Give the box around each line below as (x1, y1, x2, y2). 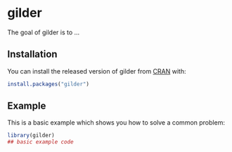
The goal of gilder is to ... (7, 28, 80, 36)
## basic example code (7, 139, 74, 146)
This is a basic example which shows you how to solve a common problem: (7, 118, 225, 127)
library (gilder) (7, 132, 55, 139)
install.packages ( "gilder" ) (7, 81, 90, 88)
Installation (7, 48, 58, 60)
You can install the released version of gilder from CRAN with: (7, 67, 186, 75)
